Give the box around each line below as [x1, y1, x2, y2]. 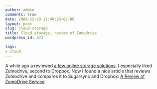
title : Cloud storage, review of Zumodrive [5, 30, 97, 35]
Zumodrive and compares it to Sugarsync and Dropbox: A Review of [5, 73, 145, 79]
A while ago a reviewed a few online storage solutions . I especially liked [5, 62, 152, 68]
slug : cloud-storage [5, 26, 48, 31]
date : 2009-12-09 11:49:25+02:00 [5, 16, 75, 21]
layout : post [5, 21, 32, 26]
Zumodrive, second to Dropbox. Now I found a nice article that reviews [5, 68, 151, 74]
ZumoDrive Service [5, 78, 45, 84]
